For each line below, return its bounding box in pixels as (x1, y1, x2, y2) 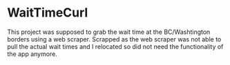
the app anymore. (7, 50, 57, 58)
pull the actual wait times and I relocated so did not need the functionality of (7, 42, 224, 50)
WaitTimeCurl (7, 5, 88, 21)
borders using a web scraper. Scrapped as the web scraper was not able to (7, 35, 222, 43)
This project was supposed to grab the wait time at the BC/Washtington (7, 28, 211, 36)
